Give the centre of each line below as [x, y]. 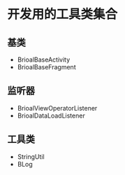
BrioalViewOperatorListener [57, 108]
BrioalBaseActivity [44, 59]
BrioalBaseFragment [46, 67]
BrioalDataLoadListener [51, 115]
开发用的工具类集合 [62, 14]
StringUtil [31, 156]
